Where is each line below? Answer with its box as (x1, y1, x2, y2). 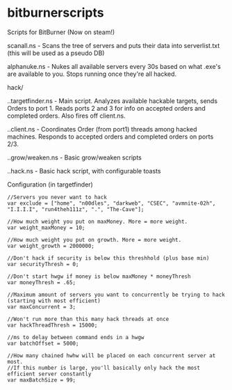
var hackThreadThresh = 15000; (7, 322, 98, 329)
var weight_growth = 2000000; (7, 242, 95, 249)
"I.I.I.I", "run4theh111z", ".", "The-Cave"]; (7, 205, 144, 213)
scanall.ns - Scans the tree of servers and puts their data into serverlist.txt (7, 41, 220, 49)
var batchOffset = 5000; (7, 340, 79, 347)
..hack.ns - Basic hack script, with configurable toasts (7, 166, 161, 175)
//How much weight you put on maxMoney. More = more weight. (7, 218, 188, 225)
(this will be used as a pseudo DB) (7, 49, 105, 57)
